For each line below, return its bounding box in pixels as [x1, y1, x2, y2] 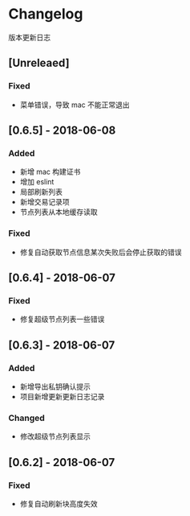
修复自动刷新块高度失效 [19, 498, 98, 508]
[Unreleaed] [8, 56, 70, 70]
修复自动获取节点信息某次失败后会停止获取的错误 [19, 247, 182, 257]
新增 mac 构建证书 [19, 167, 81, 177]
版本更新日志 [8, 32, 51, 42]
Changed [8, 412, 46, 423]
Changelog [8, 5, 83, 23]
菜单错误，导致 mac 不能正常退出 [19, 100, 130, 109]
